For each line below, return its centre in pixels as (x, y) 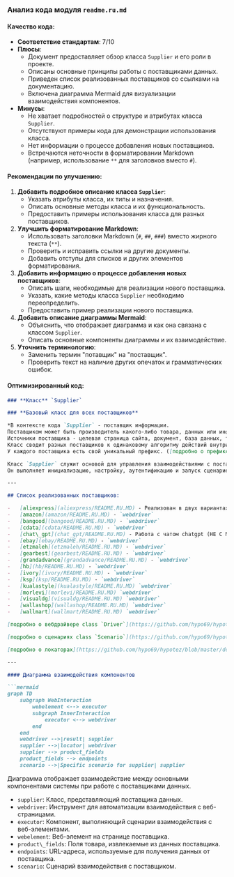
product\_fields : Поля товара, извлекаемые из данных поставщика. (119, 844)
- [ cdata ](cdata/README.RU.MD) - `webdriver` (78, 528)
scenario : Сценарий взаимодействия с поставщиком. (96, 866)
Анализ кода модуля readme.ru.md (67, 10)
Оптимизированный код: (46, 386)
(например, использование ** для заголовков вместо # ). (112, 160)
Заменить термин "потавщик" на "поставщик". (97, 355)
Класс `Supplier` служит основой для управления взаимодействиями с (109, 464)
